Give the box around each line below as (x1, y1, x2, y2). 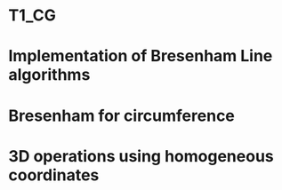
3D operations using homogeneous (8, 146, 275, 166)
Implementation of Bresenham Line (8, 46, 273, 67)
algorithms (8, 65, 91, 85)
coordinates (8, 165, 100, 185)
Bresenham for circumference (8, 106, 235, 125)
